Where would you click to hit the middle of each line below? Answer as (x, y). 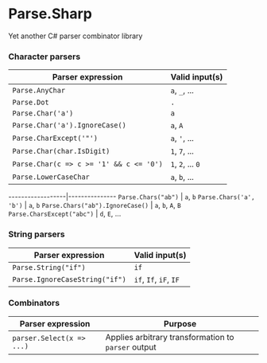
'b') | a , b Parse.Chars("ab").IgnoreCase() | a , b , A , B (95, 205)
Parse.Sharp (50, 14)
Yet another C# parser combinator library (75, 36)
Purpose (180, 323)
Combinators (34, 303)
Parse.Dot (31, 103)
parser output (131, 347)
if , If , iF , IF (157, 279)
